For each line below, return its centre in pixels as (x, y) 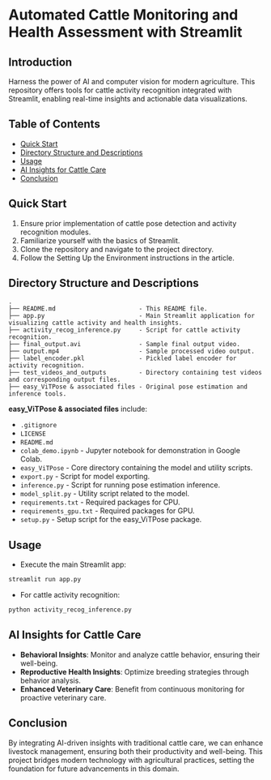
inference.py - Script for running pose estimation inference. (120, 485)
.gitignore (38, 426)
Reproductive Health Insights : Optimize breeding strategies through (134, 671)
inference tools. (38, 394)
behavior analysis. (50, 680)
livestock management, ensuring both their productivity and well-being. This (135, 751)
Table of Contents (55, 124)
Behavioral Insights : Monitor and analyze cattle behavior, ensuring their (140, 654)
